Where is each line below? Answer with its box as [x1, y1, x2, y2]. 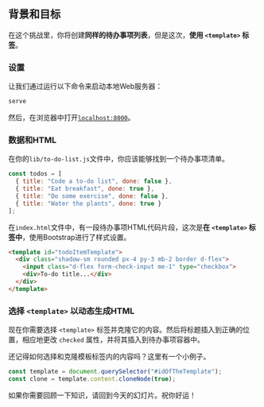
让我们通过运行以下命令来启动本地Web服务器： [8, 82, 163, 91]
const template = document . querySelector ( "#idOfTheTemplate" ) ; [8, 368, 223, 376]
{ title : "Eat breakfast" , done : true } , [15, 185, 155, 193]
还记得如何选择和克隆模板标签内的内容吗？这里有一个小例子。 [8, 352, 211, 362]
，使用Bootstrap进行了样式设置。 [22, 232, 131, 242]
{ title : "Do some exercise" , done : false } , [15, 192, 169, 200]
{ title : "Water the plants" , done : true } [15, 200, 161, 207]
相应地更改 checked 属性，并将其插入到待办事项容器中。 [21, 335, 204, 344]
